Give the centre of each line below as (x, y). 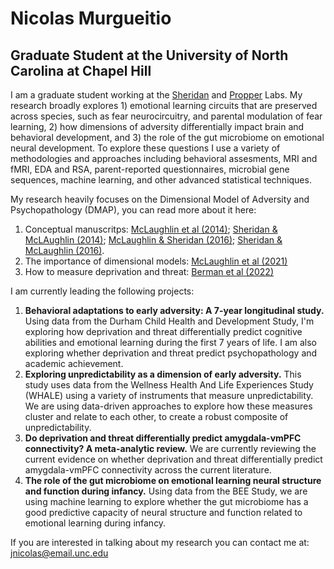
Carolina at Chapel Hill (81, 70)
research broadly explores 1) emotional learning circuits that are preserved (164, 105)
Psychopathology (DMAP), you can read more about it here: (133, 210)
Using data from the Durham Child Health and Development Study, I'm (169, 321)
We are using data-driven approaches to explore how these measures (168, 406)
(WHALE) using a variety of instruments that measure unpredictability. (169, 395)
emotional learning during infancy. (95, 523)
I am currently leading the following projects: (102, 291)
